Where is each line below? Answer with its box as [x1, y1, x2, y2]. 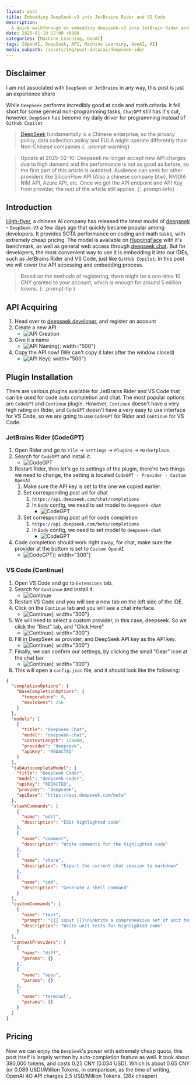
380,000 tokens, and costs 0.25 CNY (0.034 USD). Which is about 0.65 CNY [6, 1060, 190, 1067]
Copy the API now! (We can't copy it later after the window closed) [14, 349, 175, 356]
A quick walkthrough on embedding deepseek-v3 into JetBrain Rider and [11, 25, 190, 31]
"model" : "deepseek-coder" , [16, 776, 85, 782]
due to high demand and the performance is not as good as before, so [20, 161, 190, 168]
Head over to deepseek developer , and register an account [14, 318, 156, 325]
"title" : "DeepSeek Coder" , [16, 770, 85, 776]
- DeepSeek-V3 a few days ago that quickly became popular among [6, 224, 165, 231]
